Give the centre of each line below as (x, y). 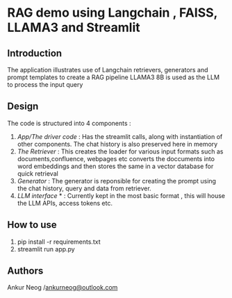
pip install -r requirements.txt (59, 242)
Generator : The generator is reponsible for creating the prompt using (117, 181)
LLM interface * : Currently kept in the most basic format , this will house (121, 195)
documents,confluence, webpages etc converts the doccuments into (116, 158)
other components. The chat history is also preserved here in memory (117, 144)
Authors (25, 271)
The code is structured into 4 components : (69, 123)
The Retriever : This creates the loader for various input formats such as (120, 151)
